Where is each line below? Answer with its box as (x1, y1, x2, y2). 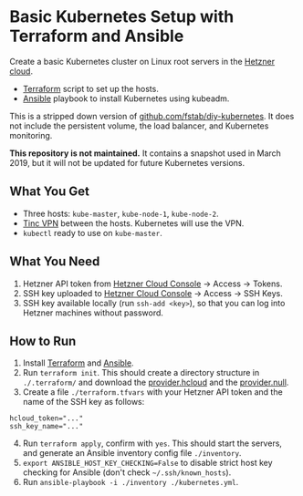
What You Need (9, 253, 100, 270)
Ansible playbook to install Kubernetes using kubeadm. (22, 93, 230, 104)
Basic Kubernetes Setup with (9, 6, 235, 27)
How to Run (9, 333, 77, 348)
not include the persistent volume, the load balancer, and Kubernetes (9, 120, 269, 131)
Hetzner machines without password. (22, 307, 164, 318)
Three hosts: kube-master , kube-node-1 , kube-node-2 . (22, 208, 219, 219)
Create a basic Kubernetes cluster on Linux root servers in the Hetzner (9, 56, 276, 67)
